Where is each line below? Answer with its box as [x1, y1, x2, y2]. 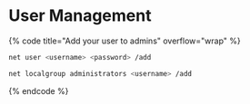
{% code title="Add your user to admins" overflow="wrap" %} [8, 35, 242, 46]
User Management [8, 5, 152, 26]
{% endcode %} [8, 85, 69, 96]
